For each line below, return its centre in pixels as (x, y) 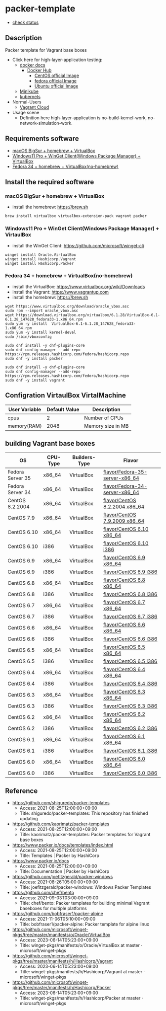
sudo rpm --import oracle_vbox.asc (42, 311)
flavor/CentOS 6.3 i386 (130, 706)
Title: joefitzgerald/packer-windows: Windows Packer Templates (85, 887)
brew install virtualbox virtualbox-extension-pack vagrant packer (76, 216)
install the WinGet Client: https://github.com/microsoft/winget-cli (78, 245)
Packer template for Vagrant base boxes (46, 50)
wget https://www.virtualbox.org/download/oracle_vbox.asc (67, 306)
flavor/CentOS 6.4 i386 (130, 684)
